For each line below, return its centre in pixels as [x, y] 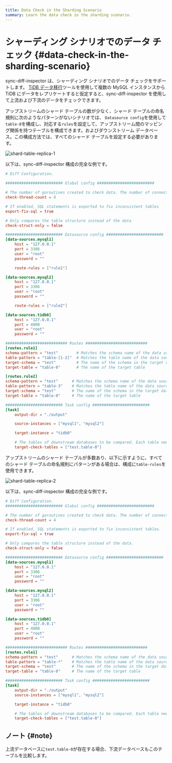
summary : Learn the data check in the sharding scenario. [68, 15]
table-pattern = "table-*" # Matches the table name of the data [80, 662]
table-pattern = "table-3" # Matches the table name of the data [80, 386]
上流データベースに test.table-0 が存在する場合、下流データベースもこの [82, 749]
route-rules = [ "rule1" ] [41, 268]
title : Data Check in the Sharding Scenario [53, 10]
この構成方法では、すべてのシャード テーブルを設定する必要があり [84, 137]
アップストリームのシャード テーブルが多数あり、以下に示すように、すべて [84, 457]
